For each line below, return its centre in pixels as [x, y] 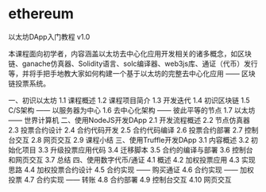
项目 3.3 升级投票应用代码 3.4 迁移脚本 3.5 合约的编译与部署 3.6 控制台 [137, 150]
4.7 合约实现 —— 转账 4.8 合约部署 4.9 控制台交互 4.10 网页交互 [127, 179]
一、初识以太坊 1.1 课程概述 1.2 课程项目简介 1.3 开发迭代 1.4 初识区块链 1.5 [129, 100]
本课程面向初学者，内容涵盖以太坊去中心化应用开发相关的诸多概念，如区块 [130, 53]
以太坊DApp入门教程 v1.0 [49, 36]
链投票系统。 [29, 83]
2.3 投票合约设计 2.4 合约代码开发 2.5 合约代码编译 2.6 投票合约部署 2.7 [125, 130]
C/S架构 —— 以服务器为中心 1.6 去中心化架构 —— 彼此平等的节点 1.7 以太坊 [132, 110]
